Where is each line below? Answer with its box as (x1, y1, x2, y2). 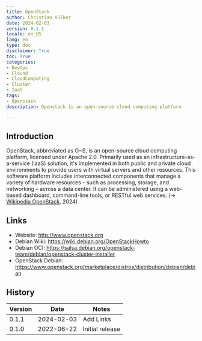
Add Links (82, 315, 111, 323)
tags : (6, 92, 20, 98)
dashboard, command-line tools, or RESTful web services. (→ (23, 192, 176, 199)
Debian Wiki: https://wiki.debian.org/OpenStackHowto (14, 238, 149, 245)
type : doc (6, 43, 31, 49)
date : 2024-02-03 (6, 20, 50, 26)
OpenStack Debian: (14, 257, 64, 264)
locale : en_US (6, 31, 42, 37)
